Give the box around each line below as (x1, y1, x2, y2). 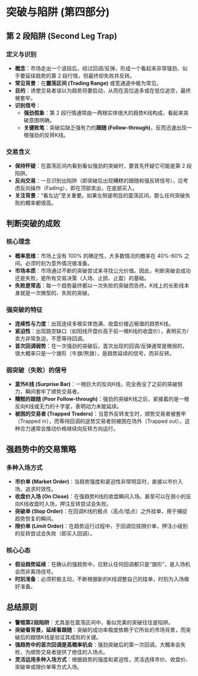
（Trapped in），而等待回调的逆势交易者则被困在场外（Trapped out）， (14, 417, 185, 425)
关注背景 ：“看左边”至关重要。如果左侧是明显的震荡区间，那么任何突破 (14, 192, 186, 199)
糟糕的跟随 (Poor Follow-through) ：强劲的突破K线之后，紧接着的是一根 (14, 396, 190, 403)
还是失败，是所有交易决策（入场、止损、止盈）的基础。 (14, 274, 150, 282)
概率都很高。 (25, 199, 57, 206)
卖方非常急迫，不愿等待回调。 (14, 335, 87, 342)
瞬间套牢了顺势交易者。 (25, 388, 83, 395)
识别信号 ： (14, 101, 41, 109)
